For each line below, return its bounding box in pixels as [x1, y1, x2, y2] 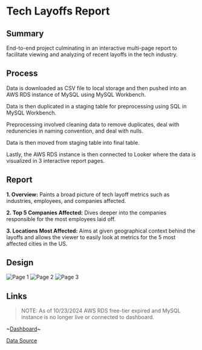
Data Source [6, 337, 37, 345]
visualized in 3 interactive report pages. [6, 157, 105, 164]
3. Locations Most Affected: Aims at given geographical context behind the [6, 227, 195, 234]
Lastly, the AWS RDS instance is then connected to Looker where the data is [6, 150, 196, 158]
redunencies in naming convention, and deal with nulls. [6, 127, 144, 134]
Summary [6, 28, 44, 39]
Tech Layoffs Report [6, 4, 110, 18]
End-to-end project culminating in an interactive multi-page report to [6, 44, 177, 51]
